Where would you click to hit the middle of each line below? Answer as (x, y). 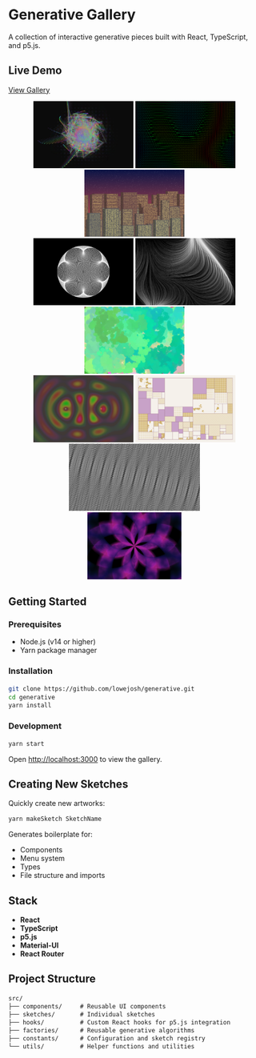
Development (35, 726)
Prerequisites (35, 624)
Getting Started (48, 602)
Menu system (42, 859)
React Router (42, 954)
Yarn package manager (58, 651)
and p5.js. (24, 45)
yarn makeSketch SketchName (55, 819)
